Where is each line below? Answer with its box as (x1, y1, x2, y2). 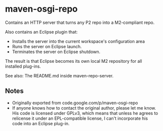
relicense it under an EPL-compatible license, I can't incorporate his (12, 115, 148, 121)
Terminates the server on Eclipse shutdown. (12, 49, 101, 55)
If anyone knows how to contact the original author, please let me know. (12, 105, 157, 111)
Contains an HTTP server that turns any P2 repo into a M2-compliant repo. (5, 19, 155, 25)
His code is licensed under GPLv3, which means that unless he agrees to (12, 110, 158, 116)
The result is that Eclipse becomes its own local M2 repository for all (5, 58, 142, 64)
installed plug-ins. (5, 63, 41, 69)
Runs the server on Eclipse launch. (12, 43, 82, 49)
